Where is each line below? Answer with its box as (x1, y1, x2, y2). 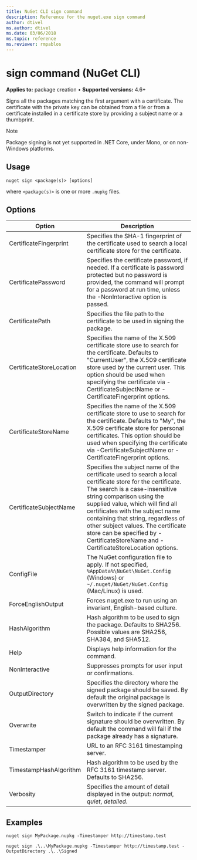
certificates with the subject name (86, 507, 181, 515)
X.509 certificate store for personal (86, 424, 184, 432)
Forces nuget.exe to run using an (86, 597, 177, 605)
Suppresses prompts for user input (86, 662, 183, 670)
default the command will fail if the (86, 725, 182, 733)
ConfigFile (9, 570, 38, 578)
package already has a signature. (86, 732, 178, 740)
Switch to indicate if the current (86, 710, 174, 719)
